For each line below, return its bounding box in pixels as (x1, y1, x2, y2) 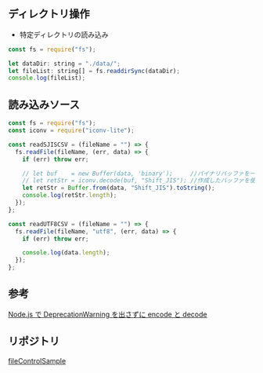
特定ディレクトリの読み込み (19, 30, 109, 39)
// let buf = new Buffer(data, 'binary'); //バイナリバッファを (22, 170, 250, 177)
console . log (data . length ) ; (22, 249, 110, 257)
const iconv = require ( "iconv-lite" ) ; (8, 126, 135, 134)
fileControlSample (8, 356, 67, 365)
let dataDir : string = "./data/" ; (8, 60, 121, 68)
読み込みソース (8, 97, 80, 112)
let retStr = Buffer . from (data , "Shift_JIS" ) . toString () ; (22, 184, 215, 192)
